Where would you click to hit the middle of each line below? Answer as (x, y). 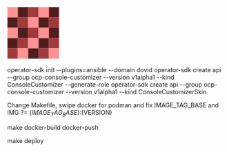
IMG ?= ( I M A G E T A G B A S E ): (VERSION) (60, 113)
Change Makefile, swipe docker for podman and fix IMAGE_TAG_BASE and (113, 105)
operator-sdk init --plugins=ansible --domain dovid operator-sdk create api (114, 70)
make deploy (26, 140)
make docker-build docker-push (53, 127)
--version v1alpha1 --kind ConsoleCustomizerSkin (136, 92)
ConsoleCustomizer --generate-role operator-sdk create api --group (105, 85)
